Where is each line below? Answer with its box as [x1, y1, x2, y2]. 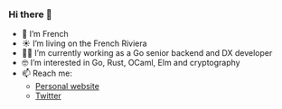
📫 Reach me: [21, 68, 73, 79]
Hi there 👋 [8, 8, 53, 21]
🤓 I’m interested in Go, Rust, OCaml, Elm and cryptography [21, 58, 240, 68]
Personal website [34, 81, 100, 92]
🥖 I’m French [21, 29, 69, 40]
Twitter [34, 90, 62, 102]
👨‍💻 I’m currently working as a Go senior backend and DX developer [21, 48, 273, 59]
